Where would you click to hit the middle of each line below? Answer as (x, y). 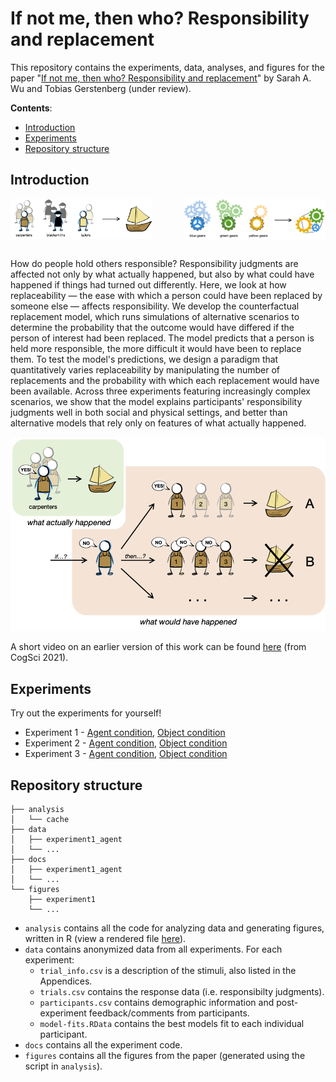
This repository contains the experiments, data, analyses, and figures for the (167, 67)
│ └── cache (40, 820)
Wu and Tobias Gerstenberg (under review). (101, 88)
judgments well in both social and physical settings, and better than (149, 412)
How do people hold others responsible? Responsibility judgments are (154, 263)
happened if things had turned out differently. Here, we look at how (148, 284)
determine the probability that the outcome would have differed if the (152, 327)
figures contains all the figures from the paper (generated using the (165, 1056)
